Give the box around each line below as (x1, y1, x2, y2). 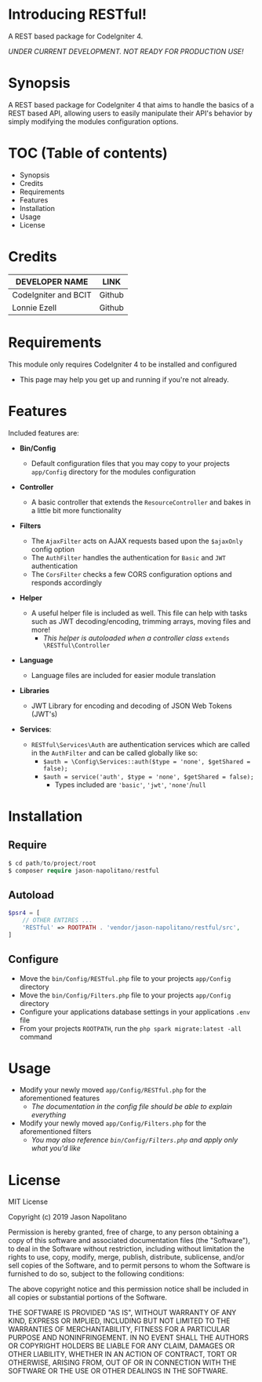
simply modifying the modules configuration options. (8, 116, 179, 126)
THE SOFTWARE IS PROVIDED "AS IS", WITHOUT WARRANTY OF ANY (8, 1308, 237, 1318)
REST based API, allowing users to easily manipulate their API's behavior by (8, 108, 253, 118)
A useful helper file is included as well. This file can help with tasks (31, 608, 248, 618)
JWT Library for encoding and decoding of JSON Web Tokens (31, 701, 233, 710)
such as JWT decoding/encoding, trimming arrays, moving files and (31, 616, 251, 625)
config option (31, 544, 75, 554)
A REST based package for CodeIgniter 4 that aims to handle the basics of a (8, 100, 255, 109)
